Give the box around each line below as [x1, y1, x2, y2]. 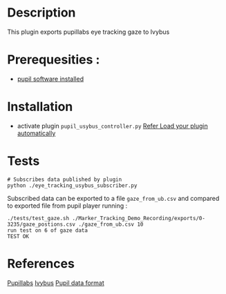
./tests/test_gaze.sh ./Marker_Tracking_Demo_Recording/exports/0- [7, 215, 206, 222]
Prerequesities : [7, 52, 100, 68]
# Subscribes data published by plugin [7, 176, 122, 183]
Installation [7, 99, 73, 115]
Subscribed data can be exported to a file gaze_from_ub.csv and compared [7, 194, 220, 202]
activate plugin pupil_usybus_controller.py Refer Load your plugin [17, 121, 209, 130]
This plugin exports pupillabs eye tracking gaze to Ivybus [7, 28, 170, 36]
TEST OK [7, 233, 30, 239]
